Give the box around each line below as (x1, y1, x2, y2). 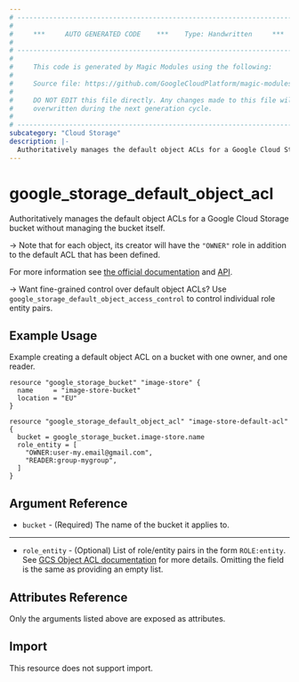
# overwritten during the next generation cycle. (9, 104, 214, 113)
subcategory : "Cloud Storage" (9, 129, 122, 138)
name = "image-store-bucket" (17, 386, 141, 396)
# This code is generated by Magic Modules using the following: (9, 63, 273, 72)
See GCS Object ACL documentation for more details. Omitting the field (21, 555, 285, 566)
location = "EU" (17, 394, 77, 403)
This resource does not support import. (9, 662, 154, 673)
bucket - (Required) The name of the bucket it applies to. (21, 519, 230, 530)
